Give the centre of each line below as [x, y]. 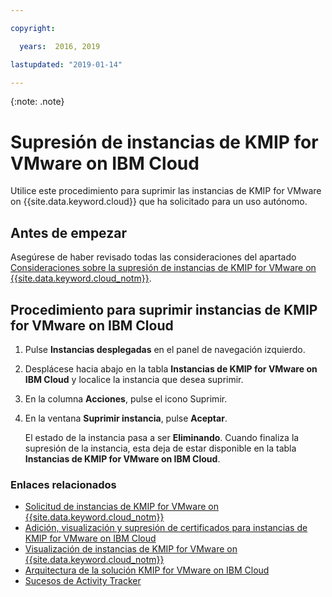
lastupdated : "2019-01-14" [66, 64]
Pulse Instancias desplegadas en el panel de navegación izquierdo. [165, 349]
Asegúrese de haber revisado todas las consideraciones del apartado [153, 257]
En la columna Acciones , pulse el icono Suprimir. [126, 398]
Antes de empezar [68, 232]
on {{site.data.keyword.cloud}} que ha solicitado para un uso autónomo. [159, 202]
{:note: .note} [37, 102]
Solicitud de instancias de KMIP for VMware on [121, 507]
